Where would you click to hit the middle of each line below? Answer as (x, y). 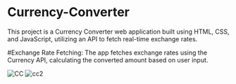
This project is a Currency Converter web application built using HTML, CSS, (119, 31)
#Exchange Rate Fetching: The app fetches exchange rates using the (107, 52)
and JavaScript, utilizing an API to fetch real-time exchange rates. (103, 38)
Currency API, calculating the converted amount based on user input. (108, 59)
